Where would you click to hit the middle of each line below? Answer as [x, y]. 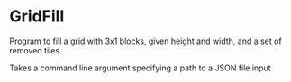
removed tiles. [36, 50]
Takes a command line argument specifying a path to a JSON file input [141, 68]
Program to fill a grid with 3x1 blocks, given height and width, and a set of [145, 41]
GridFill [37, 16]
